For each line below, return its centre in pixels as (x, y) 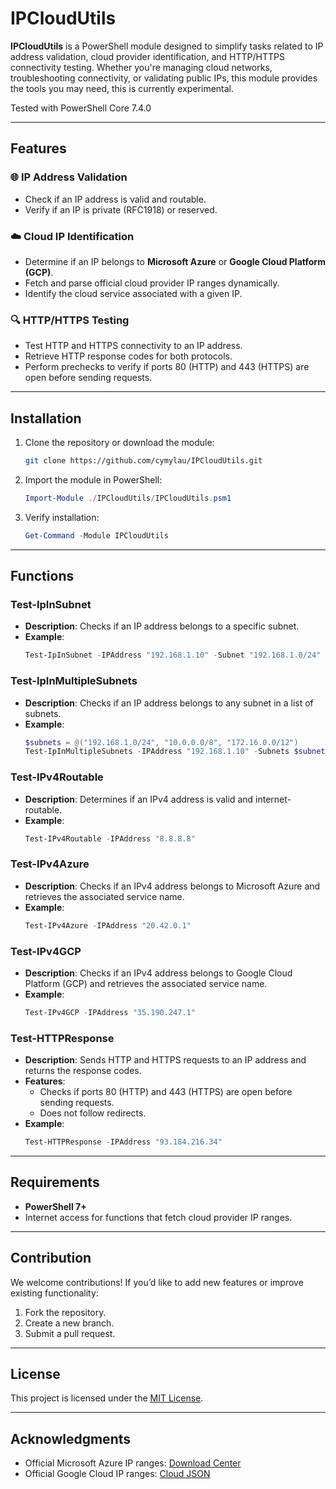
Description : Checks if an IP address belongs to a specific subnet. (162, 626)
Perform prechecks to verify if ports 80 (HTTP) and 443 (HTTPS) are (167, 367)
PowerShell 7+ (55, 1206)
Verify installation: (62, 517)
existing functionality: (54, 1293)
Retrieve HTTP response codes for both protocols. (128, 356)
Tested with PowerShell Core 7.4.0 (81, 108)
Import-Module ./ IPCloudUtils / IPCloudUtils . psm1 (128, 498)
